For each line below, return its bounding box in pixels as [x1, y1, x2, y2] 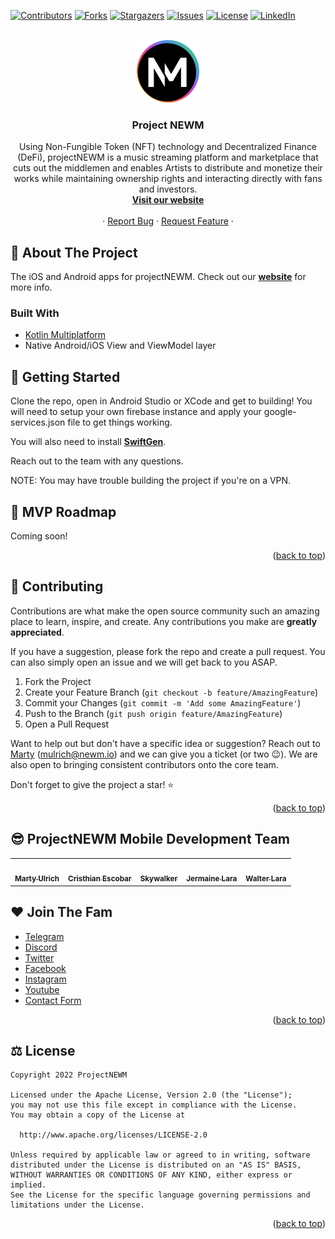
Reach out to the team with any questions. [10, 455, 184, 467]
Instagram [24, 973, 67, 985]
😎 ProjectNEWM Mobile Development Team [10, 831, 291, 848]
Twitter [24, 951, 55, 964]
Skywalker [139, 874, 178, 884]
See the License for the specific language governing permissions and [10, 1190, 311, 1200]
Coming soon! [10, 530, 68, 542]
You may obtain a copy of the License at [10, 1110, 186, 1120]
